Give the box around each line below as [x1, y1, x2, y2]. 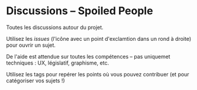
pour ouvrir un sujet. [6, 41, 56, 49]
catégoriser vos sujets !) [6, 77, 65, 84]
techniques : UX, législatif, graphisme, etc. [6, 59, 109, 66]
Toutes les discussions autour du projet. [6, 24, 104, 31]
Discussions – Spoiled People [6, 4, 153, 18]
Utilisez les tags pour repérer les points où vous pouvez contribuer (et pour [6, 70, 189, 78]
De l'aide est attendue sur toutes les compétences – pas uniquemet [6, 53, 170, 60]
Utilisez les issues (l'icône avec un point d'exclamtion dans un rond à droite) [6, 35, 192, 42]
